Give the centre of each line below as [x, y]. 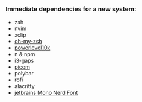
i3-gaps [24, 61]
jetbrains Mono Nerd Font [46, 93]
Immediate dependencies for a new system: [71, 9]
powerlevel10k [32, 48]
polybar [24, 74]
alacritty [25, 86]
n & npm [25, 54]
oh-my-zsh [28, 42]
